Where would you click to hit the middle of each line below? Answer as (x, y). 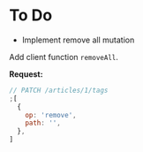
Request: (26, 74)
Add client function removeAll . (64, 57)
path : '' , (43, 123)
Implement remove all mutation (78, 40)
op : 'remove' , (51, 115)
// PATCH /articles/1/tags (59, 90)
